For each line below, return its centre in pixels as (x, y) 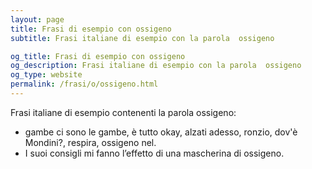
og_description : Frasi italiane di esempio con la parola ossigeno (156, 66)
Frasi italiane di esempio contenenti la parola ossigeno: (123, 112)
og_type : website (46, 75)
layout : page (37, 19)
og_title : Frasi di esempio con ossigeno (98, 56)
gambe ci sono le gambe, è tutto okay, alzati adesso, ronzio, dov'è (161, 132)
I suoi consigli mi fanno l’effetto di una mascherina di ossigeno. (154, 153)
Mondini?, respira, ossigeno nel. (90, 142)
